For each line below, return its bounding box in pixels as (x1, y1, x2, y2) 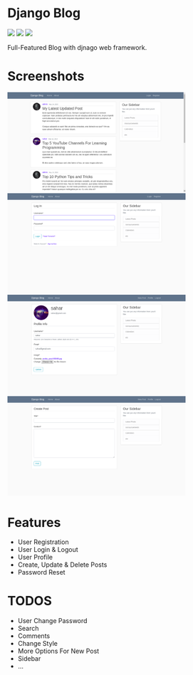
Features (7, 514, 61, 530)
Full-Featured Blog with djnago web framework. (7, 43, 147, 51)
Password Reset (17, 568, 66, 577)
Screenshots (7, 68, 85, 85)
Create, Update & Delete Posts (17, 560, 108, 569)
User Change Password (17, 617, 88, 625)
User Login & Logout (17, 545, 78, 554)
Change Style (17, 639, 58, 648)
